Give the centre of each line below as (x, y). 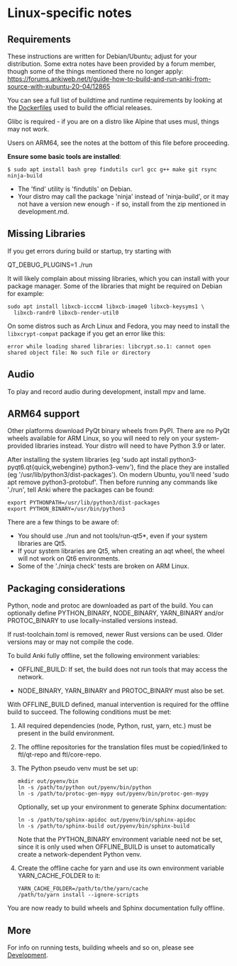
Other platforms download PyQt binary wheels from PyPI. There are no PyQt (118, 431)
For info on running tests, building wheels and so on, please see (101, 948)
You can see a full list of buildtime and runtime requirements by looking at (115, 100)
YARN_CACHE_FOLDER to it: (59, 876)
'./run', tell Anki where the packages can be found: (81, 490)
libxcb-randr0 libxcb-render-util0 (66, 313)
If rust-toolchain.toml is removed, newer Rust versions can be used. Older (115, 635)
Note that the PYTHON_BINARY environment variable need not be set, (120, 840)
